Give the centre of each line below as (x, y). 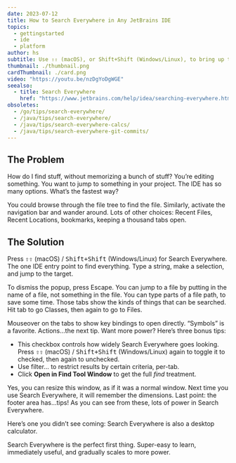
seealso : (20, 86)
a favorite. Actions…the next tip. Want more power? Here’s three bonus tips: (117, 331)
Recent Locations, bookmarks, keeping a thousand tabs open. (97, 220)
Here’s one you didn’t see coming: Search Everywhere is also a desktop (111, 424)
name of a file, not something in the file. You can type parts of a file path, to (117, 295)
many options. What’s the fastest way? (63, 192)
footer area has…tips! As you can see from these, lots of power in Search (113, 403)
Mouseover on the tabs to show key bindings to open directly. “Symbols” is (116, 323)
